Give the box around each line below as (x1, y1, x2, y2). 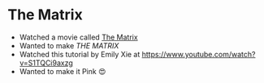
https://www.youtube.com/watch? (141, 49, 256, 59)
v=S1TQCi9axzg (19, 58, 74, 68)
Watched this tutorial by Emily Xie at (19, 49, 141, 59)
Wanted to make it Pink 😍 (19, 66, 106, 76)
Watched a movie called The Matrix (19, 32, 139, 42)
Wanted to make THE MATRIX (19, 40, 119, 50)
